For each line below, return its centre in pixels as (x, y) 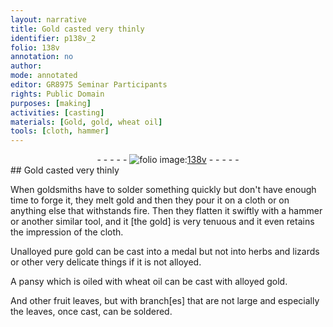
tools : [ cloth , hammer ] (60, 131)
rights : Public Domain (57, 94)
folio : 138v (35, 47)
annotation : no (42, 57)
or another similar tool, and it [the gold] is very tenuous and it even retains (162, 222)
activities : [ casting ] (57, 112)
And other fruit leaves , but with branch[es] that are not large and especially (165, 301)
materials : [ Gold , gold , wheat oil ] (86, 122)
